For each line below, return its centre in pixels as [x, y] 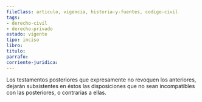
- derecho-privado [30, 29]
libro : [15, 46]
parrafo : [17, 57]
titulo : [16, 51]
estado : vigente [27, 34]
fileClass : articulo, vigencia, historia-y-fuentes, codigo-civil [92, 12]
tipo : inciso [23, 40]
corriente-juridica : [33, 62]
